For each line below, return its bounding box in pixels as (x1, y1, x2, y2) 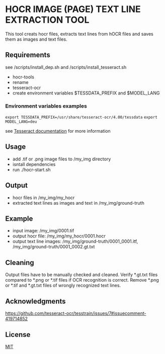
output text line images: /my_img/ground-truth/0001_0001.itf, (12, 238, 138, 244)
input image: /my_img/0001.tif (12, 228, 74, 234)
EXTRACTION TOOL (5, 14, 90, 26)
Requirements (5, 51, 50, 59)
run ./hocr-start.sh (12, 166, 51, 172)
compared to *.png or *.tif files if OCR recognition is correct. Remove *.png (5, 277, 159, 283)
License (5, 330, 31, 339)
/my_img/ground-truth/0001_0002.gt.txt (12, 244, 95, 250)
